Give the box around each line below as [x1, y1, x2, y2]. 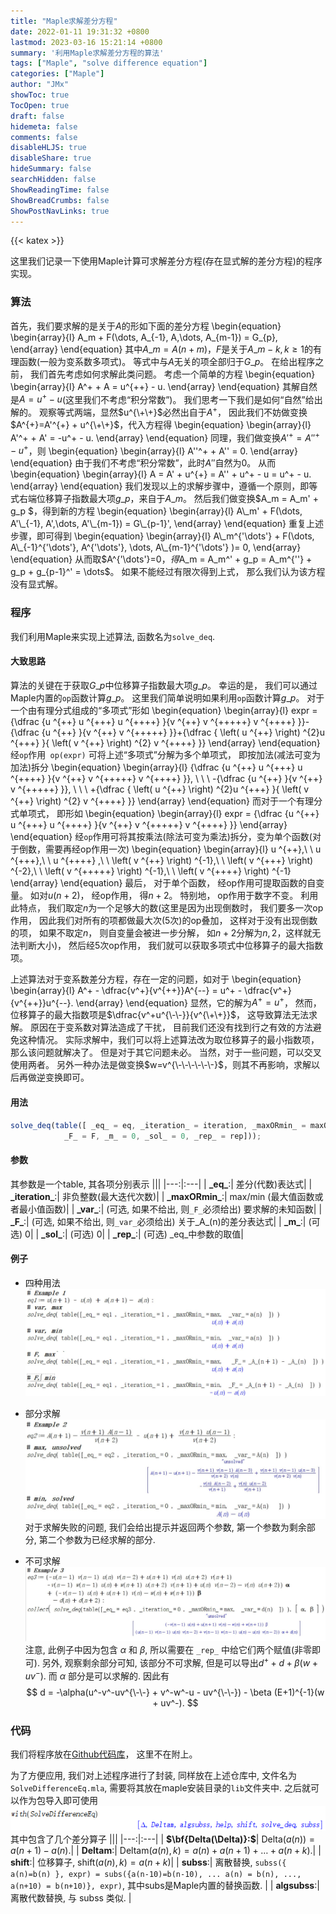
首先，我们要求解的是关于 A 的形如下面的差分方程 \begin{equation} [10, 320, 282, 332]
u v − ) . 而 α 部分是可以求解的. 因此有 [24, 1668, 170, 1682]
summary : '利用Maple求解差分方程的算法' [10, 48, 165, 58]
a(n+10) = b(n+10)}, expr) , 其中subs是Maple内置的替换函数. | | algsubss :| [10, 1880, 320, 1892]
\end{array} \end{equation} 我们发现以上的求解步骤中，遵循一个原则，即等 [10, 480, 318, 492]
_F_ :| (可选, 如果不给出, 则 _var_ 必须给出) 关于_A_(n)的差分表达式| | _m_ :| [10, 1215, 307, 1227]
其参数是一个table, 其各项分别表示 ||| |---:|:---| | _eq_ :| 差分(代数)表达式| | [10, 1178, 313, 1190]
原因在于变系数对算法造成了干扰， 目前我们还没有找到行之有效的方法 [29, 1021, 313, 1034]
